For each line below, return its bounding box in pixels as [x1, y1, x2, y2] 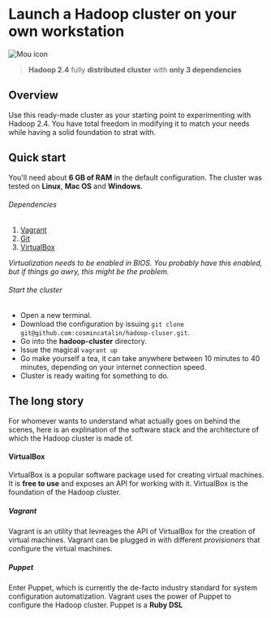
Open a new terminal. [19, 310, 92, 320]
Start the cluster [8, 285, 62, 295]
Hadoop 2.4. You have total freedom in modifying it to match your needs [8, 119, 250, 128]
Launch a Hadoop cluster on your [8, 5, 237, 24]
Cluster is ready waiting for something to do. [19, 371, 170, 381]
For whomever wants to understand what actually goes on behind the [8, 416, 241, 425]
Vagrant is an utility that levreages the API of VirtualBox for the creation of [8, 526, 256, 536]
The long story [8, 394, 84, 408]
